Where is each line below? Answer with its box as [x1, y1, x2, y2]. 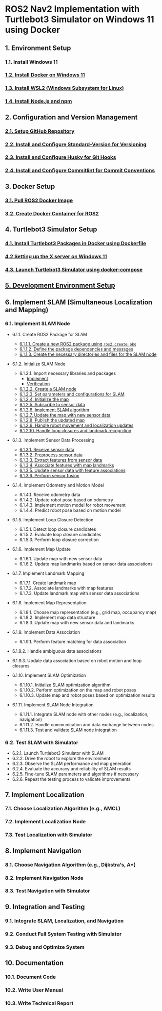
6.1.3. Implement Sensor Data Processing [12, 437, 95, 443]
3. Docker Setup [5, 182, 55, 191]
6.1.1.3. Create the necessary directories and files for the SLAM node [19, 351, 157, 357]
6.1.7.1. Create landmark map [19, 580, 77, 586]
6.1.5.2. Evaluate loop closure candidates [19, 531, 101, 537]
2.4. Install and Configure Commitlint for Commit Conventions [5, 167, 155, 174]
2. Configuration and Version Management [5, 113, 138, 121]
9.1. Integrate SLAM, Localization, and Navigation [5, 917, 124, 924]
